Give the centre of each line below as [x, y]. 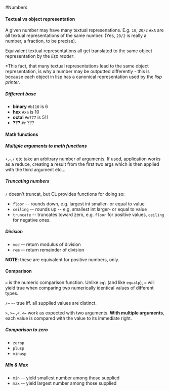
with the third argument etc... [35, 169]
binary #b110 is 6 [30, 106]
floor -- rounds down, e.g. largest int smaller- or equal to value [79, 204]
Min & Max [17, 365]
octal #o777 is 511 [30, 117]
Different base [21, 94]
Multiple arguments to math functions [46, 146]
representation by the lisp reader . [40, 56]
